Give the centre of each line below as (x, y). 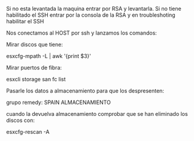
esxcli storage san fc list (36, 79)
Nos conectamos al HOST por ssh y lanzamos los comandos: (82, 33)
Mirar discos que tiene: (34, 45)
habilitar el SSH (25, 21)
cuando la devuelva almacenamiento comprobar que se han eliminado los (97, 114)
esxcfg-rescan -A (28, 132)
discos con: (20, 120)
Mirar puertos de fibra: (34, 68)
